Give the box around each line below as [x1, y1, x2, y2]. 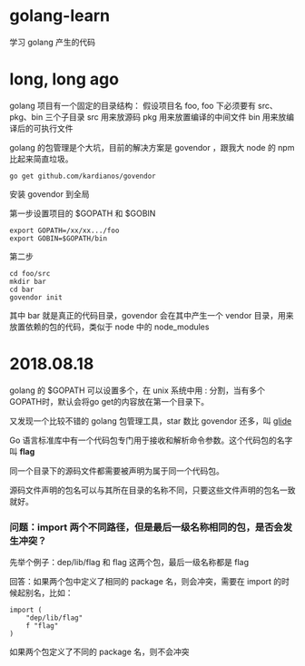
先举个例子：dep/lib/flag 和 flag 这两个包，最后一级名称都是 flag [9, 557, 250, 568]
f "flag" [25, 622, 59, 631]
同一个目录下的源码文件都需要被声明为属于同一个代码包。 [9, 465, 224, 476]
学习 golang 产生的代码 [9, 36, 95, 47]
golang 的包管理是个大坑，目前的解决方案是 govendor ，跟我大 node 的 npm [9, 142, 295, 152]
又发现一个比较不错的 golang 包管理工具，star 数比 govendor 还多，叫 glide [9, 415, 292, 426]
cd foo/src [9, 269, 51, 278]
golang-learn [9, 5, 111, 26]
